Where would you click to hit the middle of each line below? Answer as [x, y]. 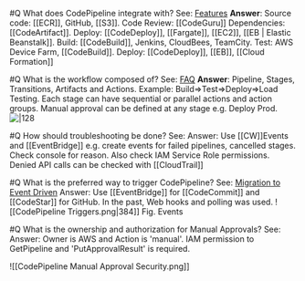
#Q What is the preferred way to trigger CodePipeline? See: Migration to [145, 182]
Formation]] [32, 62]
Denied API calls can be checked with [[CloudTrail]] [106, 165]
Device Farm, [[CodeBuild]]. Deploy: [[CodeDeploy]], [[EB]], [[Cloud [137, 52]
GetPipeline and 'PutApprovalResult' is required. [100, 249]
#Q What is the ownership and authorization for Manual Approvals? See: [145, 229]
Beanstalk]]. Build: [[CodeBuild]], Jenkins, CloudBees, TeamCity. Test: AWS [152, 42]
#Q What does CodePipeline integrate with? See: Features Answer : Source [151, 13]
